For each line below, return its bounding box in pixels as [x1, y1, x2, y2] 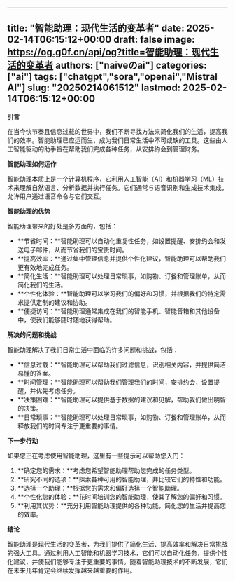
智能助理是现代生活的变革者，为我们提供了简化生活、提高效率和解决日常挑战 [7, 540, 228, 548]
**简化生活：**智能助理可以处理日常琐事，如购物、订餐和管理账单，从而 [17, 271, 226, 280]
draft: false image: [113, 34, 195, 46]
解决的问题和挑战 [7, 330, 57, 339]
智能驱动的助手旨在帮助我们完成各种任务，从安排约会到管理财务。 [13, 144, 204, 153]
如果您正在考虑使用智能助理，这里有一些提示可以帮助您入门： [7, 451, 185, 460]
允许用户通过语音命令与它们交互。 [7, 192, 106, 200]
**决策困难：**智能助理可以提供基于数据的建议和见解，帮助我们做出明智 [17, 395, 226, 404]
